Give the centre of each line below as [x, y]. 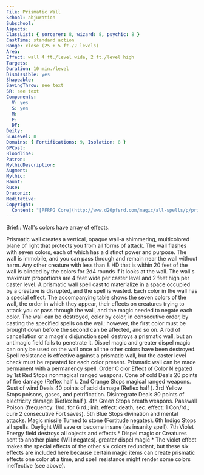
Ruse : [13, 188]
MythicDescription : [31, 165]
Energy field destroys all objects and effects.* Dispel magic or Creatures [97, 434]
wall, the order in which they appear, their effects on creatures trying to [95, 304]
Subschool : [20, 23]
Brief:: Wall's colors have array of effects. [58, 227]
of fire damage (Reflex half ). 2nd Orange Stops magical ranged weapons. [99, 382]
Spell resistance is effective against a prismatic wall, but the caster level [96, 356]
